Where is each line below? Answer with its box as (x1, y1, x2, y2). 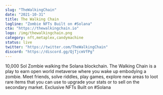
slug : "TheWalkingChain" (5, 7, 57, 12)
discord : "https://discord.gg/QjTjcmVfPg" (5, 49, 95, 54)
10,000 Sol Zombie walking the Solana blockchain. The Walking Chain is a (5, 63, 157, 69)
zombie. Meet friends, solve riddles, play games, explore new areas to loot (5, 73, 159, 79)
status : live (5, 40, 32, 45)
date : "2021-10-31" (5, 12, 46, 17)
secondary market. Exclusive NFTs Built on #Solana (5, 84, 111, 90)
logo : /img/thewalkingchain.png (5, 30, 72, 35)
